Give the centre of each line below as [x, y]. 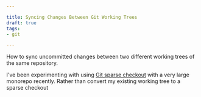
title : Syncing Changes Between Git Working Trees [72, 17]
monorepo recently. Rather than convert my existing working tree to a [93, 81]
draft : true [21, 23]
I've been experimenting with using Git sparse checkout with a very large [98, 75]
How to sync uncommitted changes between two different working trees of [100, 57]
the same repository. [32, 63]
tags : [13, 28]
